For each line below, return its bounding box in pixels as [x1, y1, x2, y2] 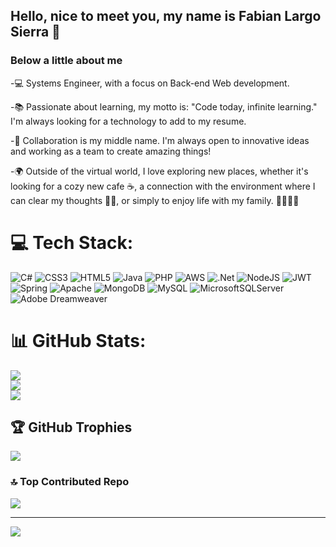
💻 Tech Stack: [10, 231, 134, 254]
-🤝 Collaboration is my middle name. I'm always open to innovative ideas [10, 134, 310, 146]
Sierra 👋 [10, 24, 61, 41]
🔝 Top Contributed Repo [10, 475, 130, 489]
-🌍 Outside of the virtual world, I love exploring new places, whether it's [10, 165, 309, 177]
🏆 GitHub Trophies [10, 419, 133, 436]
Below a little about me [10, 54, 123, 68]
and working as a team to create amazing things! [10, 145, 212, 157]
